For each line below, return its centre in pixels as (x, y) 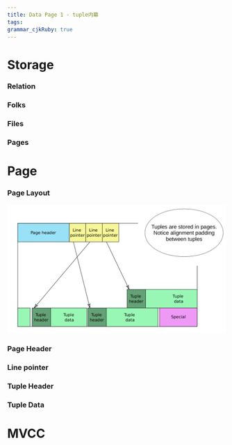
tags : (15, 22)
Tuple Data (26, 405)
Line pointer (28, 367)
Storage (31, 64)
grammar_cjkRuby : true (40, 29)
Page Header (30, 348)
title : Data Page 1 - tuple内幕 (53, 15)
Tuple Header (31, 386)
